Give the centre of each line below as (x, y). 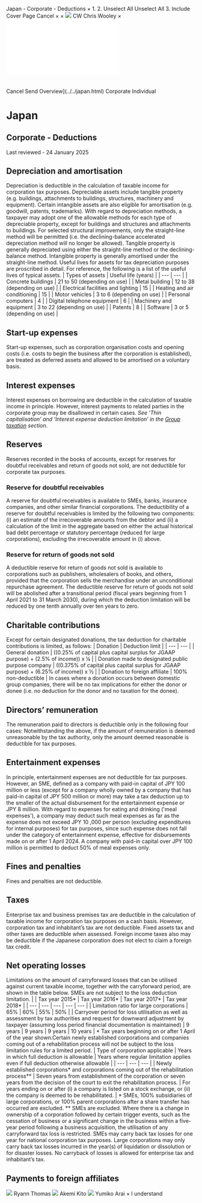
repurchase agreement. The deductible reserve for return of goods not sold (100, 587)
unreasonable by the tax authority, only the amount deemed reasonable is (98, 737)
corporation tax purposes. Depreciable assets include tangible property (95, 192)
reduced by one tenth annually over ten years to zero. (73, 606)
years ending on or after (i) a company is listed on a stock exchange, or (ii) (98, 1089)
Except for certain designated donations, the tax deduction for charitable (96, 640)
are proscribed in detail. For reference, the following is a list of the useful (96, 269)
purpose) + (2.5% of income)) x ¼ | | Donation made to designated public (97, 659)
